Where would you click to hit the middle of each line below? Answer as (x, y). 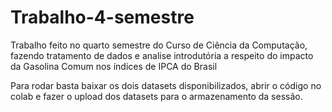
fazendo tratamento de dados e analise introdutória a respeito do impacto (162, 55)
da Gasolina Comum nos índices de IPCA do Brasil (114, 66)
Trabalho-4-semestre (102, 17)
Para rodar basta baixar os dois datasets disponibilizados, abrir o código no (166, 85)
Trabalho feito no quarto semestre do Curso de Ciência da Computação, (159, 45)
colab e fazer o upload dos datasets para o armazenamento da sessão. (156, 96)
